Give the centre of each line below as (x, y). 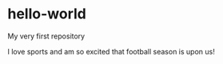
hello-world (47, 14)
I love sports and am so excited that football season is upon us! (111, 51)
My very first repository (46, 36)
